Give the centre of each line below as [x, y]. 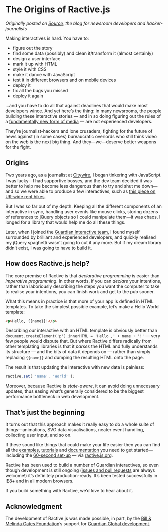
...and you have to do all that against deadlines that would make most [77, 105]
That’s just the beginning [45, 412]
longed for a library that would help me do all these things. [66, 222]
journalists [16, 28]
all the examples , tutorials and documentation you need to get [69, 450]
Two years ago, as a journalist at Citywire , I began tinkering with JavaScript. [84, 175]
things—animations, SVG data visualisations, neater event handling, [75, 430]
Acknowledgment [34, 507]
